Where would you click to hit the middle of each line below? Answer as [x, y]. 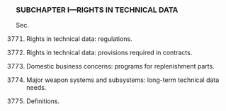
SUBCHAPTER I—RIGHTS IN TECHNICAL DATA [97, 10]
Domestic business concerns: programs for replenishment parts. [120, 66]
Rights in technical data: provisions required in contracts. [109, 53]
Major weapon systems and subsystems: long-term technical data [123, 80]
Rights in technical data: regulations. [79, 39]
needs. [36, 88]
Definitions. [43, 101]
